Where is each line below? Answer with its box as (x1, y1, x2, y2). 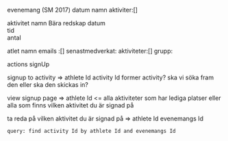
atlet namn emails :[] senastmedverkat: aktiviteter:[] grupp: (7, 47, 173, 55)
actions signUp (7, 60, 50, 68)
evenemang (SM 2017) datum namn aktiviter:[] (7, 6, 138, 14)
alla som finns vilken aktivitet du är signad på (7, 101, 134, 109)
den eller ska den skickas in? (7, 81, 89, 88)
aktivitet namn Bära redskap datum (7, 19, 106, 27)
